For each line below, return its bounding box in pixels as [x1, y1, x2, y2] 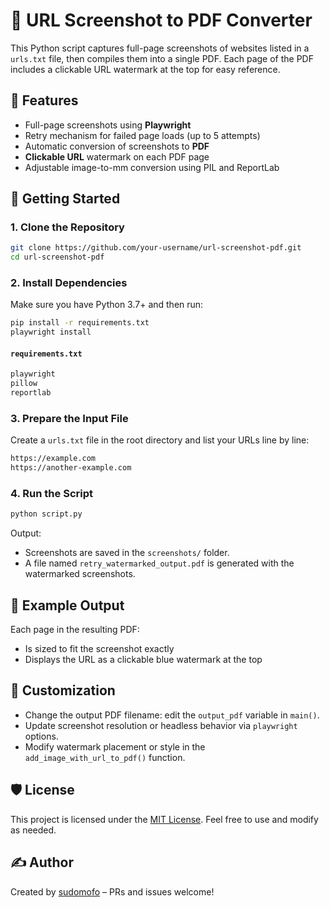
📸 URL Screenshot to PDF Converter [10, 9, 313, 32]
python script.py [10, 509, 83, 519]
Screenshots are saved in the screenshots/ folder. [24, 547, 230, 559]
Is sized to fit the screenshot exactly [24, 643, 175, 655]
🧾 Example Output [10, 597, 125, 614]
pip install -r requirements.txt [10, 318, 150, 328]
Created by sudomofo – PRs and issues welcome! [10, 885, 215, 898]
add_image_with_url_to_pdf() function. [24, 751, 186, 763]
